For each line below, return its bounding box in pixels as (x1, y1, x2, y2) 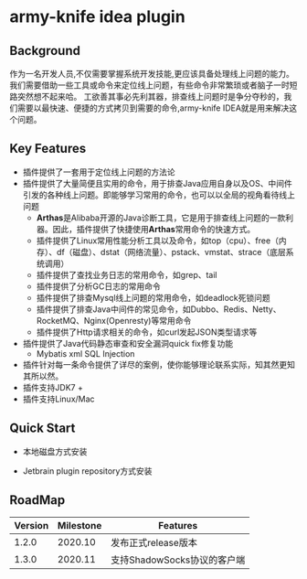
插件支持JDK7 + (22, 381, 84, 392)
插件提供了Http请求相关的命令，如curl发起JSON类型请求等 (36, 327, 258, 338)
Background (9, 43, 80, 59)
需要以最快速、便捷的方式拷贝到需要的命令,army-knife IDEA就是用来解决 (16, 102, 290, 113)
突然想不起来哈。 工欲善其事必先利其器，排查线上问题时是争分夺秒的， (16, 91, 284, 102)
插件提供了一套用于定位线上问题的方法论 (22, 166, 175, 177)
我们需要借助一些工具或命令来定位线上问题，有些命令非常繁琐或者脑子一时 (9, 80, 290, 91)
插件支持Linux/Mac (22, 393, 95, 404)
